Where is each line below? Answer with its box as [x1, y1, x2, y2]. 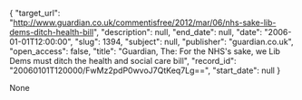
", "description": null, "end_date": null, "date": [93, 27, 263, 37]
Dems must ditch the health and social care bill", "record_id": [9, 56, 238, 66]
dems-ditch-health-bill [9, 27, 94, 37]
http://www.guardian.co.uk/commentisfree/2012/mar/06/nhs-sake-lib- [13, 17, 277, 28]
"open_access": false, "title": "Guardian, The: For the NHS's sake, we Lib [9, 46, 281, 57]
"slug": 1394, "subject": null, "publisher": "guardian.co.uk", [74, 36, 294, 47]
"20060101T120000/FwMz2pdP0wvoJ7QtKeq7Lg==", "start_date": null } [9, 65, 281, 76]
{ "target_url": [9, 8, 61, 18]
